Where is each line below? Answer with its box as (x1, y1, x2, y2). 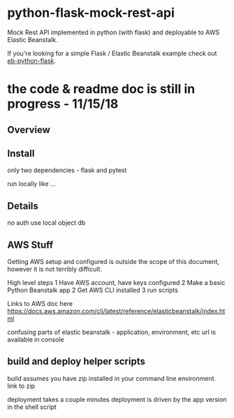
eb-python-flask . (7, 56, 57, 64)
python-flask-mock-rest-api (7, 5, 175, 21)
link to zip (7, 382, 36, 390)
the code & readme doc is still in (7, 81, 196, 97)
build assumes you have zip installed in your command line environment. (7, 374, 217, 382)
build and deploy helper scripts (7, 356, 145, 368)
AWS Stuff (7, 239, 54, 251)
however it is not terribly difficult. (7, 265, 103, 273)
